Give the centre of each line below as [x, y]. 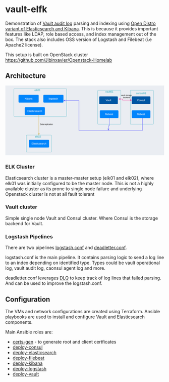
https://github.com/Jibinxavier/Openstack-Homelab [59, 60]
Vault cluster [21, 207]
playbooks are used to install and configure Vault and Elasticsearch [75, 317]
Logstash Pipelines [29, 236]
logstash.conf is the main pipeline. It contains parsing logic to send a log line [85, 258]
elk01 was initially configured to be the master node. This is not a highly [79, 183]
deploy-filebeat [28, 358]
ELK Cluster [20, 167]
